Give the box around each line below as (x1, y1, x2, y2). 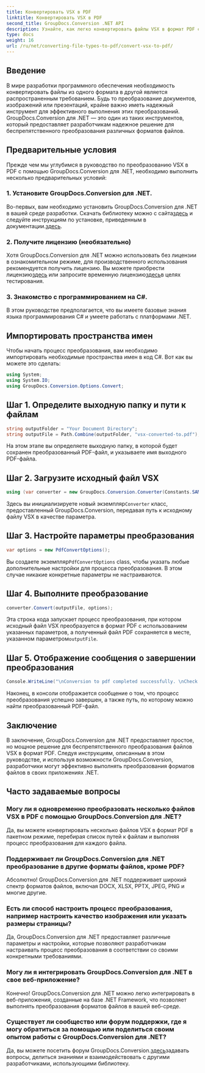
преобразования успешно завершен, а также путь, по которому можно (6, 696, 193, 703)
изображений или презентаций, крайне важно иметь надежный (6, 101, 174, 109)
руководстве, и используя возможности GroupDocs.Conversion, (6, 756, 173, 763)
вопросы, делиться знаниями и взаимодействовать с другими (6, 1053, 170, 1060)
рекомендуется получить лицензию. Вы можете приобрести (6, 265, 165, 272)
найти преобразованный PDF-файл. (6, 703, 99, 710)
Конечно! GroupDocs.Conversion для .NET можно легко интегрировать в (6, 989, 195, 997)
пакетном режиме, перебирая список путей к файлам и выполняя (6, 833, 179, 840)
